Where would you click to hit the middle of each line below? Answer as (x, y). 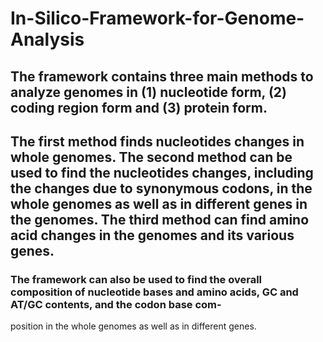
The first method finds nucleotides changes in (157, 141)
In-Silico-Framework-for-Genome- (157, 18)
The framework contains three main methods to (162, 76)
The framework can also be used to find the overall (136, 279)
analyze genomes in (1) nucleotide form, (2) (148, 92)
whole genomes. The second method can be (151, 157)
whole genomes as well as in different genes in (159, 203)
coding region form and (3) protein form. (139, 107)
